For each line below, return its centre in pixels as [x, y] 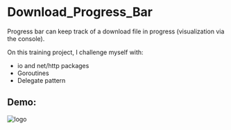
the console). [26, 38]
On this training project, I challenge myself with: [75, 52]
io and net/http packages [53, 65]
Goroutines [33, 73]
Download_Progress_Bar [80, 12]
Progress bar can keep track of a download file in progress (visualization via [116, 31]
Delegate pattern [41, 80]
